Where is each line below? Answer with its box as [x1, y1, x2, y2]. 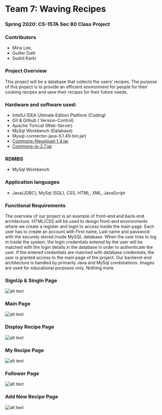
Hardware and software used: [5, 101, 77, 108]
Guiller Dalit [12, 50, 36, 56]
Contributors [5, 34, 36, 41]
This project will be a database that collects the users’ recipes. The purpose [5, 79, 157, 84]
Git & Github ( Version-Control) [12, 118, 74, 123]
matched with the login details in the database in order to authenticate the [5, 244, 153, 250]
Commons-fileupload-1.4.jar [12, 138, 69, 144]
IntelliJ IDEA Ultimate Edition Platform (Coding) [12, 112, 106, 118]
